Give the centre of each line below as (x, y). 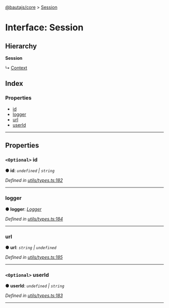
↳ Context (16, 68)
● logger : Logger (23, 209)
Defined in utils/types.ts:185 (34, 257)
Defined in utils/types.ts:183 (34, 295)
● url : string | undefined (31, 247)
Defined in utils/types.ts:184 (34, 219)
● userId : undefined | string (35, 286)
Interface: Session (45, 28)
